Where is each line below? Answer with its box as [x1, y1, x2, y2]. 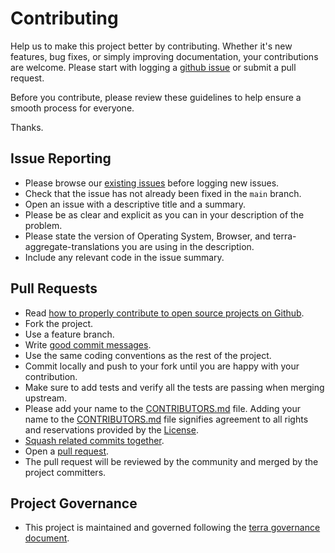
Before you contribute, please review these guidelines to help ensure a [10, 91, 302, 103]
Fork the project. [24, 317, 94, 329]
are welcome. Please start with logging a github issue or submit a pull [10, 61, 297, 73]
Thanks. [10, 121, 44, 133]
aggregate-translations [24, 240, 120, 252]
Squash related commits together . [24, 434, 165, 446]
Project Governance [10, 495, 138, 512]
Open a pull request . [24, 445, 110, 457]
